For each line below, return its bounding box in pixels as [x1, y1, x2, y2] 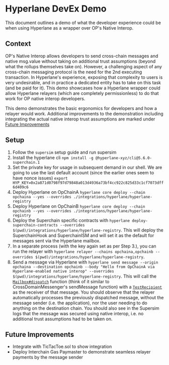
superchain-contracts [12, 222, 58, 227]
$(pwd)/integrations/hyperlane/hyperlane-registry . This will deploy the [12, 227, 163, 233]
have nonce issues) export [12, 175, 68, 181]
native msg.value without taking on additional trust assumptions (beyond [5, 58, 156, 64]
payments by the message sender [12, 354, 83, 360]
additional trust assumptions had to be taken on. [12, 316, 113, 322]
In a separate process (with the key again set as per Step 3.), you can [12, 243, 157, 249]
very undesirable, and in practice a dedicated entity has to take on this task [5, 79, 161, 85]
